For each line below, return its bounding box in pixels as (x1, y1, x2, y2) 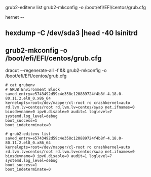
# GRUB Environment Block (5, 87, 60, 92)
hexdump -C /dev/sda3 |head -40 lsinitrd (5, 29, 138, 38)
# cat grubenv (5, 83, 35, 88)
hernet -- (5, 14, 24, 20)
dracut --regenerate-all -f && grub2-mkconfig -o (5, 67, 107, 74)
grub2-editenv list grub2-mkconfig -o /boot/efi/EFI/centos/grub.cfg (5, 5, 146, 10)
